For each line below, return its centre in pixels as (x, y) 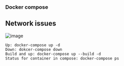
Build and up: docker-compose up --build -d (53, 54)
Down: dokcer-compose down (34, 49)
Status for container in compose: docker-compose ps (62, 58)
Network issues (31, 24)
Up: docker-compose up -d (33, 45)
